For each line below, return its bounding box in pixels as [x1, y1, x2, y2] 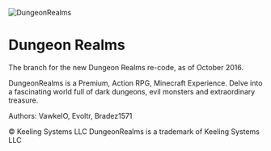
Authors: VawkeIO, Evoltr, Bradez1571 [8, 111, 133, 120]
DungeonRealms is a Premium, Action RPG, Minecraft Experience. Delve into [8, 78, 263, 88]
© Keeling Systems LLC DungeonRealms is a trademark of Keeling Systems [8, 126, 260, 136]
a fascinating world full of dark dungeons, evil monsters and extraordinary [8, 86, 256, 96]
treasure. [8, 95, 39, 105]
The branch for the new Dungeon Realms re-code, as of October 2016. [8, 62, 244, 72]
